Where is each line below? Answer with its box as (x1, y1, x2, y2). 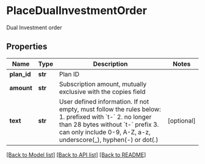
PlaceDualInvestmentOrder (6, 4, 148, 18)
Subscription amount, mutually (59, 80, 147, 88)
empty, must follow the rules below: (59, 105, 162, 113)
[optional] (167, 116, 196, 125)
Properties (6, 41, 48, 52)
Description (93, 59, 128, 68)
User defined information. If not (59, 97, 149, 105)
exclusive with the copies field (59, 87, 146, 96)
